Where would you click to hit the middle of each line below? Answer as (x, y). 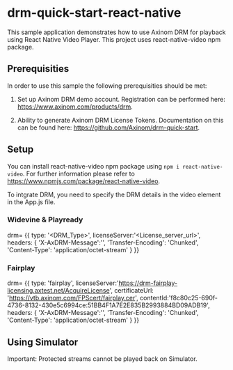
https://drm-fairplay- (148, 283)
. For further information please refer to (79, 174)
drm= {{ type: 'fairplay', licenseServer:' (63, 283)
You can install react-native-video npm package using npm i (93, 166)
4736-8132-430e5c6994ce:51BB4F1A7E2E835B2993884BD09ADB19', (109, 305)
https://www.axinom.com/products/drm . (75, 107)
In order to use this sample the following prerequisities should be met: (107, 86)
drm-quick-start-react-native (94, 13)
